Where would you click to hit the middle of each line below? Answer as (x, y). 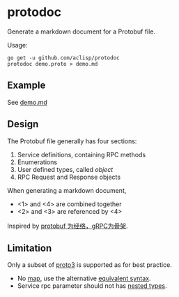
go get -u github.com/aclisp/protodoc (63, 58)
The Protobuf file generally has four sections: (72, 141)
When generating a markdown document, (67, 190)
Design (23, 124)
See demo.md (27, 102)
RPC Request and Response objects (69, 177)
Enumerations (37, 162)
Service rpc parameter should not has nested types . (92, 286)
